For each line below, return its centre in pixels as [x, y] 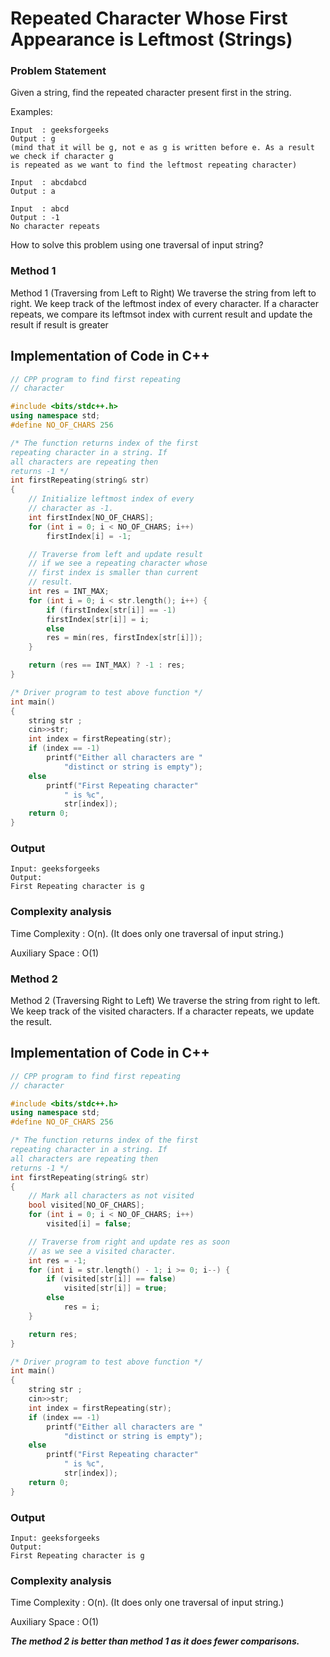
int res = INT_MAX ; [69, 592]
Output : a [33, 192]
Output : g [33, 139]
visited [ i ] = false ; [89, 1224]
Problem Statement [58, 71]
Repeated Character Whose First [149, 18]
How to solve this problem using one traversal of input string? [137, 245]
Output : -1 [35, 218]
